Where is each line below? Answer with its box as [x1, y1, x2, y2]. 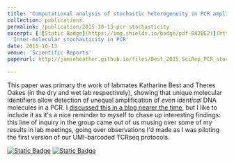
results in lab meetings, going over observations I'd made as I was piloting [7, 125, 220, 133]
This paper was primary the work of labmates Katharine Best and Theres [7, 81, 216, 89]
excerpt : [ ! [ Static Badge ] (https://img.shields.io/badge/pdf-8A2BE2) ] [7, 29, 217, 37]
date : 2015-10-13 [7, 43, 58, 50]
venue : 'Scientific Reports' [7, 50, 92, 57]
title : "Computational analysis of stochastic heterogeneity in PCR [7, 10, 210, 17]
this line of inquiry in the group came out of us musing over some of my [7, 118, 212, 126]
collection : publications [7, 17, 82, 24]
